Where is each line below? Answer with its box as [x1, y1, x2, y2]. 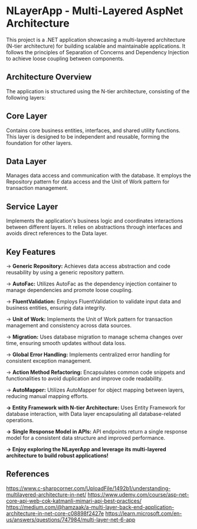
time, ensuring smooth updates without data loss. [6, 340, 126, 346]
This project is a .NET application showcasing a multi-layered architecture [6, 36, 186, 43]
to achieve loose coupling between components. [6, 55, 124, 62]
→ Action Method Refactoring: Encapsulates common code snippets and [6, 369, 186, 376]
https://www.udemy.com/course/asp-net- [87, 491, 189, 498]
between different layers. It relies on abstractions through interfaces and [6, 224, 182, 231]
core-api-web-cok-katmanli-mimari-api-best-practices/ [6, 497, 142, 504]
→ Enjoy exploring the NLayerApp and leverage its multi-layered [6, 446, 166, 452]
